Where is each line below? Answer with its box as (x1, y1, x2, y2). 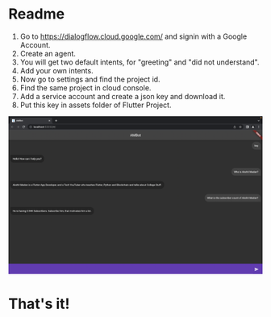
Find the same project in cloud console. (19, 82, 152, 93)
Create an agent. (19, 48, 77, 58)
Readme (8, 5, 65, 23)
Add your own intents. (19, 65, 94, 75)
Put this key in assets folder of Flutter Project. (19, 100, 172, 110)
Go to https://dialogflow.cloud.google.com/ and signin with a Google (19, 31, 248, 41)
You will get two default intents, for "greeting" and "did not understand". (19, 57, 260, 67)
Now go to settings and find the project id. (19, 74, 161, 84)
